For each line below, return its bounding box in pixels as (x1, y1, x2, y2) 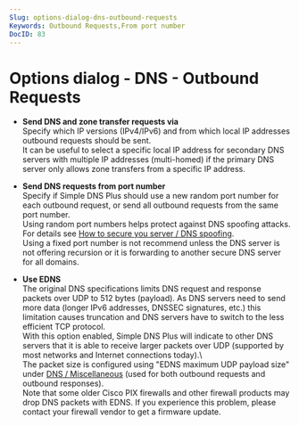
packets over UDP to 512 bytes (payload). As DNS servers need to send (21, 293, 286, 304)
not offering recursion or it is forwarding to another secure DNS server (21, 247, 281, 258)
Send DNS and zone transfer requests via (21, 117, 179, 127)
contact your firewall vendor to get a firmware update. (21, 406, 221, 417)
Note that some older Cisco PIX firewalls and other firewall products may (21, 388, 290, 398)
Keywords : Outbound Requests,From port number (9, 21, 186, 30)
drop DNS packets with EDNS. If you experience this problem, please (21, 397, 277, 408)
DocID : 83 (9, 29, 46, 38)
